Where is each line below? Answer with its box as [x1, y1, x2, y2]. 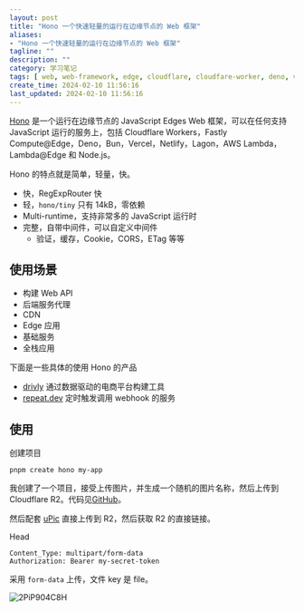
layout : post [9, 13, 59, 23]
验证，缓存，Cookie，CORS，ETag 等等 [35, 233, 185, 244]
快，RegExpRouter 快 [22, 188, 102, 199]
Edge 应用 [22, 320, 61, 331]
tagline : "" [9, 47, 54, 56]
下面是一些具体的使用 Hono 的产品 [9, 362, 138, 373]
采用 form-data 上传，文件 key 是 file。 [9, 574, 154, 585]
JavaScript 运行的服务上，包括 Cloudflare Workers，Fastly [9, 126, 228, 137]
